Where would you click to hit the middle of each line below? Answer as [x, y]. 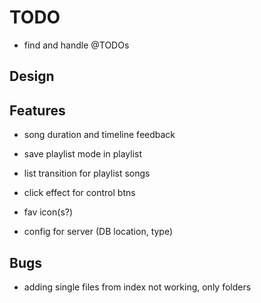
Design [32, 76]
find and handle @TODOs [76, 45]
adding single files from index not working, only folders [137, 287]
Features [37, 110]
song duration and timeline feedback [99, 135]
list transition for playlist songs [87, 173]
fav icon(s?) [48, 212]
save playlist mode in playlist [83, 154]
